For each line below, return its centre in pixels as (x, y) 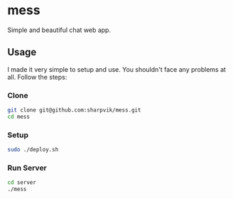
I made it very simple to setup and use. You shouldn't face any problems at (116, 69)
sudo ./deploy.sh (33, 150)
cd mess (19, 117)
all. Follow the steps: (37, 77)
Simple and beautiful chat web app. (59, 30)
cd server (22, 183)
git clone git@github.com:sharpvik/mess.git (74, 110)
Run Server (27, 168)
